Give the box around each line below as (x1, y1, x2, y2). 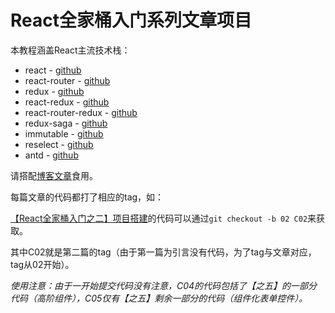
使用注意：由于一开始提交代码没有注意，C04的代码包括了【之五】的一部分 (10, 279, 318, 291)
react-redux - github (24, 96, 110, 108)
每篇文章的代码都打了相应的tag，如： (10, 191, 165, 203)
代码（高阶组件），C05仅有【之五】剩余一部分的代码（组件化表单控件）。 (10, 292, 308, 304)
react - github (24, 64, 82, 76)
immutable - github (24, 127, 104, 140)
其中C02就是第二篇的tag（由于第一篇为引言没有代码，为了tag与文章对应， (10, 246, 317, 258)
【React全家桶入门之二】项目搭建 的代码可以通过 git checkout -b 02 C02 (10, 212, 308, 224)
